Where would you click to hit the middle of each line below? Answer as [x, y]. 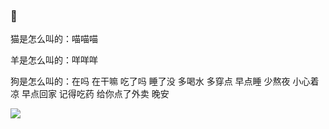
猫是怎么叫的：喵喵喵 [54, 39]
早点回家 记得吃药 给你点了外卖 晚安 [95, 94]
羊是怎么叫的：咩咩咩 [54, 60]
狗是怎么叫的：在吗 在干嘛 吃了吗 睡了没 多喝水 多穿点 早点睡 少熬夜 [150, 81]
